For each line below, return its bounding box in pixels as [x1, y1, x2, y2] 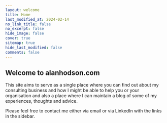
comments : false [5, 50, 40, 55]
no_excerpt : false [5, 26, 44, 31]
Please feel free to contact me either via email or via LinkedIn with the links [5, 108, 162, 114]
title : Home [5, 12, 30, 17]
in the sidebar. [5, 113, 36, 119]
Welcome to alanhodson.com [5, 68, 100, 77]
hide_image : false [5, 31, 44, 36]
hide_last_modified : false [5, 45, 62, 50]
